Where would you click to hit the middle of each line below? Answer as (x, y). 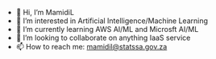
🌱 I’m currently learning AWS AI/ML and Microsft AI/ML (107, 29)
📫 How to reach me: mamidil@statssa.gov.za (91, 47)
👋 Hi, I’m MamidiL (45, 12)
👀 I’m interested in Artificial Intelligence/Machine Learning (112, 21)
